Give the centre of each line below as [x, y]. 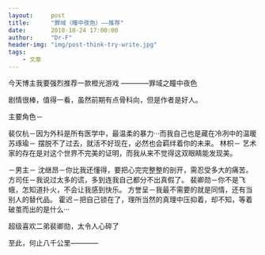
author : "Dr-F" [40, 37]
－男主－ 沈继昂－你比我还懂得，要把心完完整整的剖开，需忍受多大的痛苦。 [131, 170]
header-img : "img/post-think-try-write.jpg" [83, 45]
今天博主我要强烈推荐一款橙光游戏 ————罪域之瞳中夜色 [103, 83]
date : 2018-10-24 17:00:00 [63, 30]
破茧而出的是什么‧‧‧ [39, 209]
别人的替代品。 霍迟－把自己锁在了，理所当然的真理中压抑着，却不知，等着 [131, 199]
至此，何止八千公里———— [53, 242]
